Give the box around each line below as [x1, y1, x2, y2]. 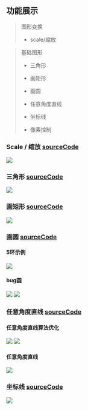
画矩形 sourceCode [6, 202, 63, 211]
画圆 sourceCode [6, 233, 57, 241]
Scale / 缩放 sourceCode [6, 142, 80, 151]
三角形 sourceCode [6, 173, 63, 181]
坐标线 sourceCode [6, 383, 63, 391]
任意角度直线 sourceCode [6, 308, 82, 316]
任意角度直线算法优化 [6, 323, 59, 331]
